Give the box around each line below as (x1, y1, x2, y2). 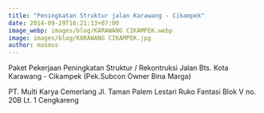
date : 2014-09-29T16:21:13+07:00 (8, 19, 120, 27)
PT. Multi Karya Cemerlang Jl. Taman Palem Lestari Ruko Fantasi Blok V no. (8, 87, 257, 96)
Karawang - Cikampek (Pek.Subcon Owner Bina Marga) (8, 72, 191, 81)
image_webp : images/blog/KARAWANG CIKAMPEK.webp (8, 26, 173, 34)
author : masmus (8, 41, 59, 49)
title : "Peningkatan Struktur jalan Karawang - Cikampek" (8, 11, 205, 20)
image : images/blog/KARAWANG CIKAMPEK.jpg (8, 33, 152, 42)
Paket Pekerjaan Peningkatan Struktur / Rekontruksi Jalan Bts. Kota (8, 63, 229, 72)
